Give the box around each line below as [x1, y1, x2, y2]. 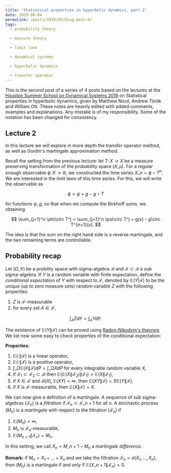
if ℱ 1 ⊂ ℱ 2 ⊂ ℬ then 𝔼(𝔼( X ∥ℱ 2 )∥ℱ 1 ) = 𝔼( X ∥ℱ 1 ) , [12, 371, 113, 378]
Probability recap [5, 252, 61, 260]
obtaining [5, 206, 26, 212]
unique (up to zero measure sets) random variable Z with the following [5, 283, 153, 289]
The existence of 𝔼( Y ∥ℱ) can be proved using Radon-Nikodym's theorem [5, 326, 160, 333]
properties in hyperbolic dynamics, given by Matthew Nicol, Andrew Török [5, 98, 162, 104]
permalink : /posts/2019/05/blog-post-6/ [5, 17, 93, 22]
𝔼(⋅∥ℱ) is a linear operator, [12, 353, 69, 359]
